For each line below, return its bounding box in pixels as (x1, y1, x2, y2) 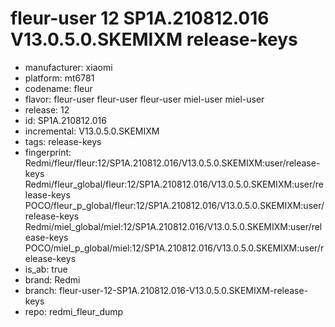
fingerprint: (24, 146, 72, 158)
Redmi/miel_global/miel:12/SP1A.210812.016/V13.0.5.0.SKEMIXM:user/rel (24, 220, 323, 232)
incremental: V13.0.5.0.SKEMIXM (24, 125, 160, 137)
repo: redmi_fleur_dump (24, 305, 124, 317)
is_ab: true (24, 263, 68, 275)
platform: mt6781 (24, 72, 95, 84)
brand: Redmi (24, 273, 81, 286)
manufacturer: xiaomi (24, 61, 113, 73)
